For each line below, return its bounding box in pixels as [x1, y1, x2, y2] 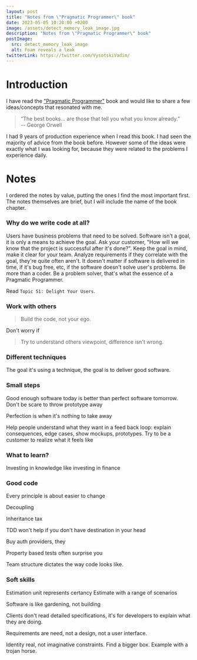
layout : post [6, 8, 38, 15]
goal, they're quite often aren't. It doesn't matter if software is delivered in [6, 257, 185, 264]
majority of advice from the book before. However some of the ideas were [6, 139, 186, 146]
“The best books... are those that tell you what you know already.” [20, 115, 181, 122]
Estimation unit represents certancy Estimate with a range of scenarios [6, 589, 178, 596]
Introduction [6, 78, 68, 91]
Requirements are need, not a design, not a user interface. [6, 629, 148, 636]
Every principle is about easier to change [6, 493, 106, 500]
